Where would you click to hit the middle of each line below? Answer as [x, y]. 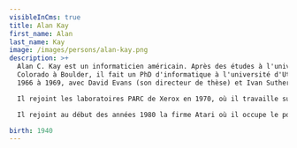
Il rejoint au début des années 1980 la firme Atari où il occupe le [148, 115]
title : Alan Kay [39, 26]
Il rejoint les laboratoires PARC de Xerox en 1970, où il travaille [148, 99]
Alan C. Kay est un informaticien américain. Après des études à [140, 67]
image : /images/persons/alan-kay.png [79, 50]
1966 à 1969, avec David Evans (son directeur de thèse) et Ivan [140, 83]
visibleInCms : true [45, 17]
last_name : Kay [37, 42]
